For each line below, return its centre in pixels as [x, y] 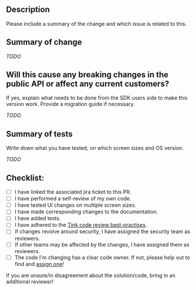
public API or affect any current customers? [88, 84]
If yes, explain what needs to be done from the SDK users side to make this [97, 98]
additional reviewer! [30, 281]
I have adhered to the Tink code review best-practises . [81, 225]
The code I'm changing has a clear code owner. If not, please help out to [102, 257]
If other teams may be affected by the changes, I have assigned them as [102, 244]
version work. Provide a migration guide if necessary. [70, 104]
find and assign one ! [39, 264]
